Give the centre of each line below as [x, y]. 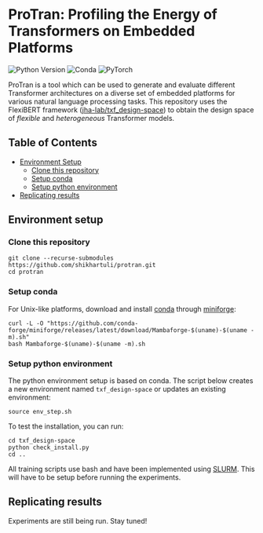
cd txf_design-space [42, 441]
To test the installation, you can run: [66, 426]
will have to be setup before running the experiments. [95, 477]
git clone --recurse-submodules [61, 258]
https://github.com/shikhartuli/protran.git [82, 265]
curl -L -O [26, 323]
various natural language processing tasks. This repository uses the [118, 101]
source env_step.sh [40, 412]
